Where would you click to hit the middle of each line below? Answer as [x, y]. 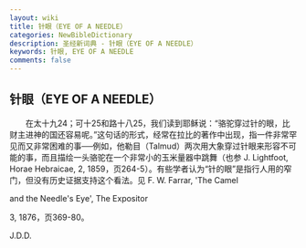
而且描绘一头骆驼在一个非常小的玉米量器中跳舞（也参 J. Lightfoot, [165, 157]
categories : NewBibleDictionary [71, 35]
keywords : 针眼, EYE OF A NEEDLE [72, 52]
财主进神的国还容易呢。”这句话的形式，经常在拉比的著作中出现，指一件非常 [149, 134]
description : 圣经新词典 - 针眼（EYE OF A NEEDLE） [104, 43]
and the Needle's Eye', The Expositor [79, 198]
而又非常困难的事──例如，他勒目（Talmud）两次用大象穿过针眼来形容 [149, 146]
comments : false [40, 60]
